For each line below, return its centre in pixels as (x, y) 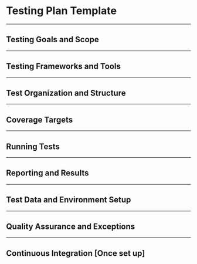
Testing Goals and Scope (53, 40)
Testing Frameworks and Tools (64, 67)
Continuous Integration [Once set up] (76, 253)
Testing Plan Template (62, 11)
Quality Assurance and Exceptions (71, 227)
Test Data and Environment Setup (69, 200)
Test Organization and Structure (66, 93)
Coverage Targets (40, 119)
